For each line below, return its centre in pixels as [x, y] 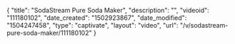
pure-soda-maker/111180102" [49, 33]
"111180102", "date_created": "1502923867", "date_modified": [97, 18]
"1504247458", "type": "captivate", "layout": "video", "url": [92, 25]
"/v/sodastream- [204, 25]
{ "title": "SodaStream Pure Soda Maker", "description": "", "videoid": [108, 10]
